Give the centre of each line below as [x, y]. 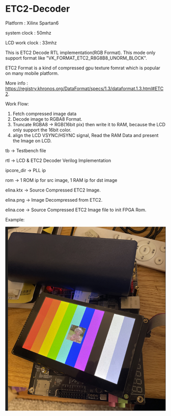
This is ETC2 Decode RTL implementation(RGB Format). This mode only [80, 52]
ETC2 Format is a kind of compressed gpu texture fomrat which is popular [83, 68]
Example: [15, 219]
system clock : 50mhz [28, 33]
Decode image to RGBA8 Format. [47, 119]
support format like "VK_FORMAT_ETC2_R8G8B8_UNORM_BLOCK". [76, 58]
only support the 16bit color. [42, 130]
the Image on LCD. [32, 141]
